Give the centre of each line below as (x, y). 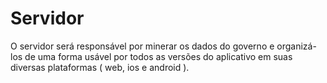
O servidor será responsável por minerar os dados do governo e (142, 46)
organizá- (296, 46)
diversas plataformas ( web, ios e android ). (100, 67)
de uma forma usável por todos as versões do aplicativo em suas (158, 56)
